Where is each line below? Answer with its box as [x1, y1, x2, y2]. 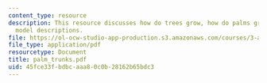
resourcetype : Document [8, 48, 87, 56]
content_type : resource [8, 11, 87, 20]
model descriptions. [15, 26, 83, 34]
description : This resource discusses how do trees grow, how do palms [8, 19, 250, 27]
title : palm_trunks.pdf [8, 56, 87, 64]
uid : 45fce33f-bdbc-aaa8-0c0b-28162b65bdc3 [8, 63, 155, 71]
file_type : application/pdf [8, 41, 102, 49]
